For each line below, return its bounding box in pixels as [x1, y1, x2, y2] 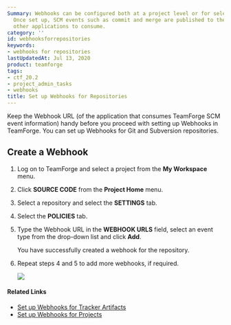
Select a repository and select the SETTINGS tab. [16, 199, 157, 207]
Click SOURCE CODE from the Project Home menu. [16, 185, 164, 193]
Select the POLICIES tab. [16, 212, 88, 220]
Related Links [7, 288, 47, 296]
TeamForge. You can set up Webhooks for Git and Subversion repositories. [7, 126, 219, 135]
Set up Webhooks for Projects [16, 311, 102, 319]
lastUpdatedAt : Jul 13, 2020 [7, 55, 91, 62]
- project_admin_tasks [7, 80, 72, 87]
